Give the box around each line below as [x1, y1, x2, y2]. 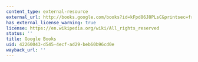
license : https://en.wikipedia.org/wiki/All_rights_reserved [6, 25, 160, 31]
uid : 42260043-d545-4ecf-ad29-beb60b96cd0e [6, 42, 115, 48]
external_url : [6, 14, 41, 20]
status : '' [6, 31, 33, 37]
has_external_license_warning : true [6, 19, 96, 25]
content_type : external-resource [6, 8, 88, 15]
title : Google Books [6, 36, 57, 42]
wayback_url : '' [6, 47, 46, 53]
